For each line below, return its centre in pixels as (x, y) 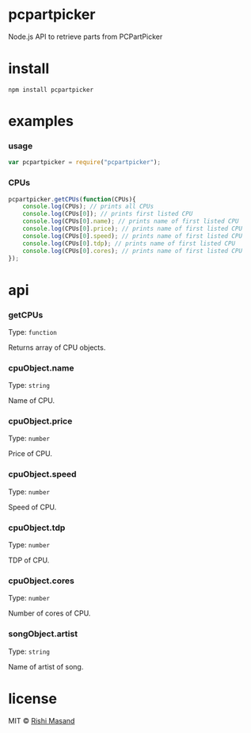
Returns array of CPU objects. (57, 347)
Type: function (33, 332)
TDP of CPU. (29, 560)
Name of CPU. (32, 401)
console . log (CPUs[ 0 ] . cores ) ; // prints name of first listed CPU (133, 251)
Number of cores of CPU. (49, 613)
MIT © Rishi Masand (42, 720)
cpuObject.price (40, 421)
